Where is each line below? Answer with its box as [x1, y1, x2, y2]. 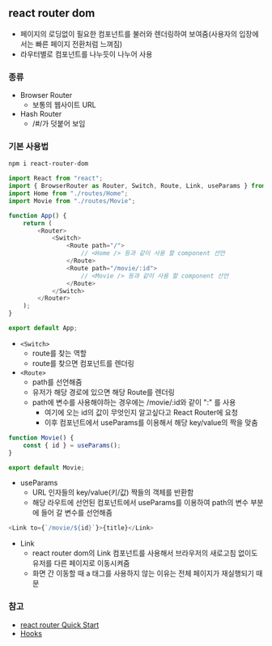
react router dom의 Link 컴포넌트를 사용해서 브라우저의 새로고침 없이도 [32, 548, 258, 558]
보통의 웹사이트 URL [32, 100, 96, 110]
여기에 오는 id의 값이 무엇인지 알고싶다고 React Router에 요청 [44, 407, 239, 417]
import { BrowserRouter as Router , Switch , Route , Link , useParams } [8, 182, 249, 190]
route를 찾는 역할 [32, 348, 87, 358]
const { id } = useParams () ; [23, 441, 121, 449]
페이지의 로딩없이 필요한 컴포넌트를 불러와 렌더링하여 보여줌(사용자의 [19, 28, 237, 39]
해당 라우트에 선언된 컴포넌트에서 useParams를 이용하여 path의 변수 [32, 498, 249, 508]
